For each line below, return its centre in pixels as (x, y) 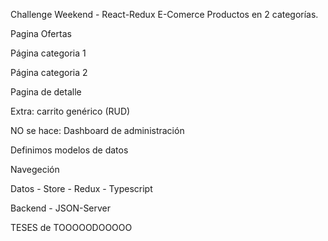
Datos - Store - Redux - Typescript (81, 188)
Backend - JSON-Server (61, 208)
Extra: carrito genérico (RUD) (70, 111)
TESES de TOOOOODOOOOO (71, 227)
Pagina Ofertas (41, 33)
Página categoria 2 (49, 72)
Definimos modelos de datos (69, 150)
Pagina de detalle (46, 92)
